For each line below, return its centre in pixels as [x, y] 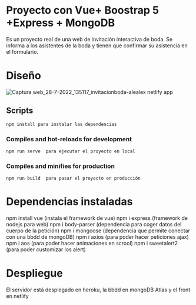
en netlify [18, 296]
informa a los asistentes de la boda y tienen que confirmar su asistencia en [97, 46]
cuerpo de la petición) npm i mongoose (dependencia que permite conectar [98, 231]
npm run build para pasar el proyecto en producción [74, 179]
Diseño [24, 76]
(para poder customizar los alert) [46, 249]
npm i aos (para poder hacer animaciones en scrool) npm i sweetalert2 [92, 244]
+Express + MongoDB [61, 23]
